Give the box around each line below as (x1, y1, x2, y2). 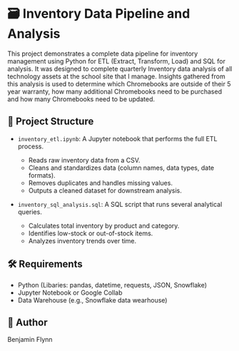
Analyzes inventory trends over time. (28, 236, 137, 245)
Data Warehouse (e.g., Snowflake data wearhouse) (17, 295, 168, 304)
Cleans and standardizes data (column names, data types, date (28, 163, 215, 172)
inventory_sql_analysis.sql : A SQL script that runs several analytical (17, 200, 223, 208)
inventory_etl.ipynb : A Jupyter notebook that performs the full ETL (17, 134, 218, 143)
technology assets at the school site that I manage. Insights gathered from (7, 72, 226, 81)
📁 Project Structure (7, 116, 94, 128)
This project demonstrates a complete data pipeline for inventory (7, 49, 198, 58)
